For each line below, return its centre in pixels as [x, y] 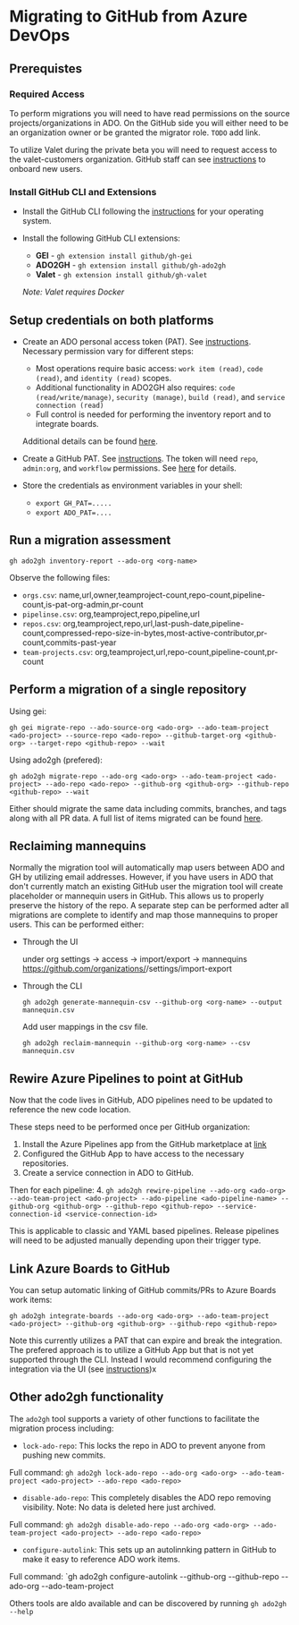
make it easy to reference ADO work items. [101, 1559]
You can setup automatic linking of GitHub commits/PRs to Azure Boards [143, 1290]
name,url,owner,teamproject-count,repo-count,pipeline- [162, 595]
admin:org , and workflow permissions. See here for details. [129, 468]
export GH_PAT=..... [74, 503]
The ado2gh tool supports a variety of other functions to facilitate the [135, 1418]
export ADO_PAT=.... [74, 513]
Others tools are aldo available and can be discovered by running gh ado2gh [148, 1603]
